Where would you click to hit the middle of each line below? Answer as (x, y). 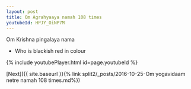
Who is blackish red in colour (50, 51)
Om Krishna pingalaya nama (41, 40)
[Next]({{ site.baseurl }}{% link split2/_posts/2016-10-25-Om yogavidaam (96, 74)
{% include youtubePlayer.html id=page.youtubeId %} (72, 62)
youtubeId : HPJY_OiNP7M (36, 23)
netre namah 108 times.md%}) (43, 80)
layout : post (22, 12)
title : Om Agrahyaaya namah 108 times (54, 17)
